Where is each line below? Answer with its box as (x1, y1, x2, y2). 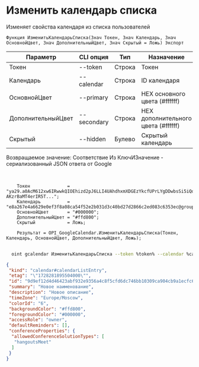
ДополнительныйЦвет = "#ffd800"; (17, 214, 99, 220)
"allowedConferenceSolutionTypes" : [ (11, 334, 105, 340)
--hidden (79, 135, 106, 143)
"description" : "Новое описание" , (8, 289, 94, 296)
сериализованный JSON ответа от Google (6, 160, 113, 167)
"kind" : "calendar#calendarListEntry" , (8, 267, 108, 273)
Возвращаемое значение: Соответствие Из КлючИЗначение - (6, 154, 164, 161)
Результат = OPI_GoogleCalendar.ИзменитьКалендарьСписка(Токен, (17, 230, 179, 236)
